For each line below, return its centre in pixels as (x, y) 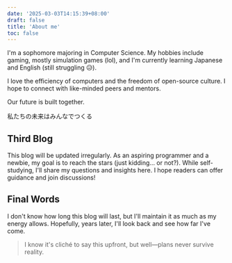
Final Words (34, 199)
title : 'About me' (34, 26)
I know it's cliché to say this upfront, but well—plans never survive (119, 244)
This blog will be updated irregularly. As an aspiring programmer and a (108, 156)
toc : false (23, 33)
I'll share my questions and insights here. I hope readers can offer (129, 170)
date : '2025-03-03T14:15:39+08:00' (59, 14)
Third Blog (30, 139)
